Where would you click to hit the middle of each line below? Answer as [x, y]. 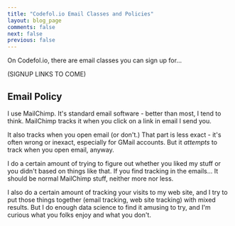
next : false [25, 34]
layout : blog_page [34, 21]
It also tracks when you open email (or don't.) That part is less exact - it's [114, 135]
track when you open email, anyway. [61, 149]
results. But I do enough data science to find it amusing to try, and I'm [109, 207]
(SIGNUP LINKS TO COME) [47, 74]
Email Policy [35, 96]
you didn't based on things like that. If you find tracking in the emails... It [113, 171]
